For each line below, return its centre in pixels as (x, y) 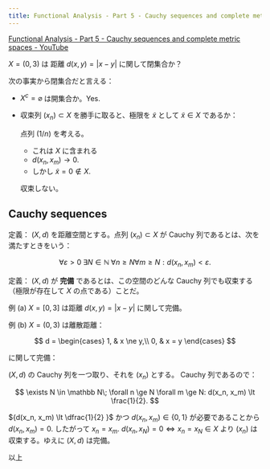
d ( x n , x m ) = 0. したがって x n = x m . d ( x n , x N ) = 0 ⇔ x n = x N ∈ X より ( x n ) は (133, 429)
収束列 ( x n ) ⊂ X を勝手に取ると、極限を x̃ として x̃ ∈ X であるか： (129, 116)
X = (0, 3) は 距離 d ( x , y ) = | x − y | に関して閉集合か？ (95, 63)
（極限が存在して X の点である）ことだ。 (76, 291)
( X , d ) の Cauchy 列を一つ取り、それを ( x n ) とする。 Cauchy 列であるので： (133, 376)
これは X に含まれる (65, 151)
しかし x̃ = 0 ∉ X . (61, 171)
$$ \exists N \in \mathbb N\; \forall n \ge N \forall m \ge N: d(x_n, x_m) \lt (135, 392)
